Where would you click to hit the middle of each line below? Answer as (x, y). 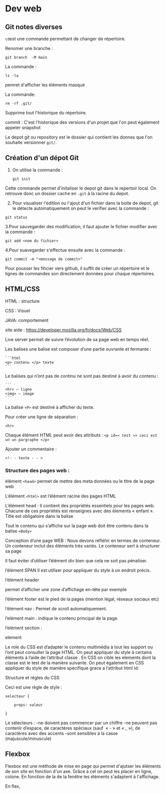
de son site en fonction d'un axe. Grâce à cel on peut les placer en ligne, (79, 771)
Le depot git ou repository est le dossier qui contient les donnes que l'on (79, 137)
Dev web (23, 9)
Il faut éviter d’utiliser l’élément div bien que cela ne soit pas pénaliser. (76, 560)
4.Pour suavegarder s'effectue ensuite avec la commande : (65, 250)
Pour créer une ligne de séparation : (42, 417)
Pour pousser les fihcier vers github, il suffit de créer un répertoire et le (77, 268)
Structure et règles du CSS (32, 677)
